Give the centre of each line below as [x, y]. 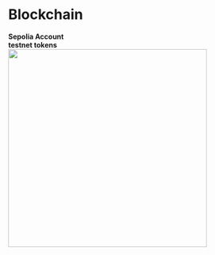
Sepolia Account [36, 36]
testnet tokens [33, 44]
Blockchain [46, 15]
